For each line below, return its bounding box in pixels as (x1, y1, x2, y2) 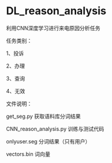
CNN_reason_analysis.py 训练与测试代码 (6, 125, 104, 132)
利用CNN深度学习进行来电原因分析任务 (6, 24, 101, 31)
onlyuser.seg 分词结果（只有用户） (6, 138, 91, 145)
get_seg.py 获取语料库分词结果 (6, 113, 81, 120)
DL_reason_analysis (6, 4, 107, 18)
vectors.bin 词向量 (6, 150, 51, 158)
